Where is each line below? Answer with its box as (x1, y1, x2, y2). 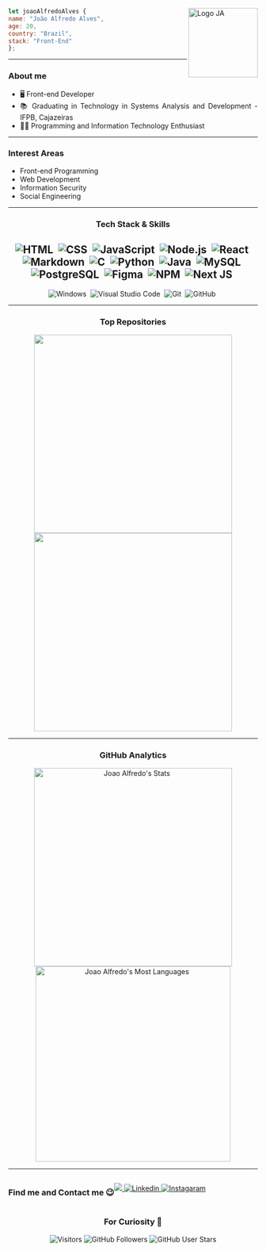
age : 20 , (8, 22, 37, 30)
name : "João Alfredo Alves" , (8, 14, 104, 23)
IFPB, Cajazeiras (19, 112, 74, 122)
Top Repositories (99, 316, 167, 327)
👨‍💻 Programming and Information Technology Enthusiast (19, 121, 205, 130)
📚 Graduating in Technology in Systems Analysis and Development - (19, 101, 258, 110)
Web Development (19, 175, 81, 184)
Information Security (19, 182, 87, 192)
